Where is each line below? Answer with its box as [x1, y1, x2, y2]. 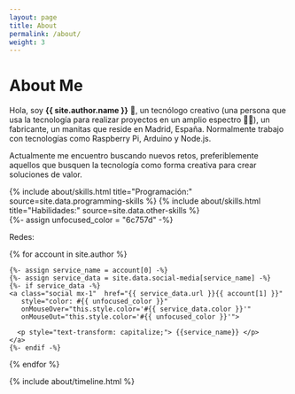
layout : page [9, 12, 58, 22]
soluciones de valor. [9, 169, 82, 180]
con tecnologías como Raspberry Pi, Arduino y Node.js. [9, 134, 212, 144]
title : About [9, 21, 58, 30]
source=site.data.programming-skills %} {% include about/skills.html [9, 196, 261, 206]
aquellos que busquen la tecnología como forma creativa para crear [9, 160, 257, 171]
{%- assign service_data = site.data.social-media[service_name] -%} [9, 274, 272, 283]
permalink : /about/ [9, 29, 82, 38]
